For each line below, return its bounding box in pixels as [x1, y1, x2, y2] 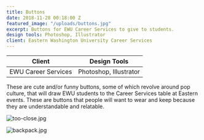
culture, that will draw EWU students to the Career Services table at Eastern [6, 90, 198, 97]
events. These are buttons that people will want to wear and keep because [6, 96, 195, 103]
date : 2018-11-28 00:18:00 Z [6, 15, 81, 21]
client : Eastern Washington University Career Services [6, 37, 152, 44]
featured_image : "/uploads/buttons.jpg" [6, 20, 112, 26]
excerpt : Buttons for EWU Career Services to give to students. [6, 26, 175, 33]
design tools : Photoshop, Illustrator [6, 32, 106, 38]
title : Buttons [6, 9, 45, 15]
